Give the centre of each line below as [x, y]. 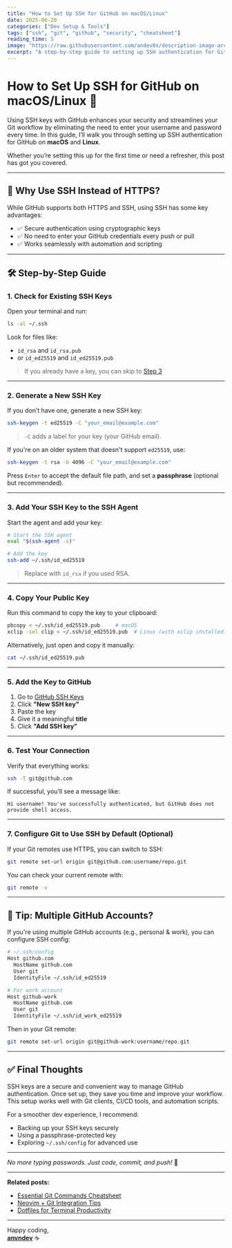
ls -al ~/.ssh [28, 324]
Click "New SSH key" [48, 704]
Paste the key [37, 712]
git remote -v [28, 888]
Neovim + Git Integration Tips [59, 1202]
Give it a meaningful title [52, 719]
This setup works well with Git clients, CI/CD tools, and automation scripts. [113, 1101]
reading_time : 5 [30, 39]
